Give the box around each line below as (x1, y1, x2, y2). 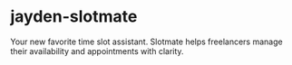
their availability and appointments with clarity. (10, 45, 184, 56)
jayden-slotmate (10, 6, 138, 27)
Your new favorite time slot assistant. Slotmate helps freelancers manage (10, 36, 284, 47)
